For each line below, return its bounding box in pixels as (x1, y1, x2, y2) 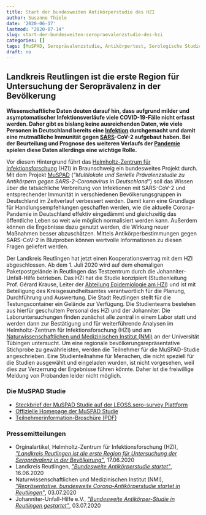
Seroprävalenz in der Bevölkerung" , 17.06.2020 (15, 456, 135, 464)
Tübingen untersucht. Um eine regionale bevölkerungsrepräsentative (6, 339, 180, 346)
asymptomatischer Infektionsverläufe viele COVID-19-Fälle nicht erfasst (6, 113, 195, 121)
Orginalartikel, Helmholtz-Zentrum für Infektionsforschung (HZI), (15, 443, 178, 451)
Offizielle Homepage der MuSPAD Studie (15, 407, 118, 414)
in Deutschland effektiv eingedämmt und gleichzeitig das (32, 210, 177, 218)
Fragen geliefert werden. (6, 243, 69, 250)
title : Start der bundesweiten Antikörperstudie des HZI (6, 9, 155, 15)
